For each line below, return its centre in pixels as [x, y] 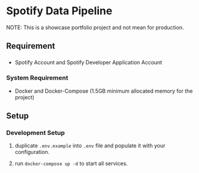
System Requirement [37, 78]
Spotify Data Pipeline [59, 11]
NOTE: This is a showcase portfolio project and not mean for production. [95, 27]
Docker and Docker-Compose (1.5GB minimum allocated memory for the [104, 91]
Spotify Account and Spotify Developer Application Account [88, 62]
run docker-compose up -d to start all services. [71, 163]
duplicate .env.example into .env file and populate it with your [90, 146]
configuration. [32, 152]
